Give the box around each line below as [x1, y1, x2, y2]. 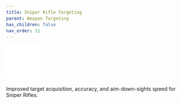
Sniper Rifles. [6, 92, 38, 99]
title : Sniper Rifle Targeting [6, 9, 82, 15]
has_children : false [6, 21, 57, 27]
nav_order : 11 [6, 28, 41, 34]
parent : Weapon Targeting [6, 15, 69, 21]
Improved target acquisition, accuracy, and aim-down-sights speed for [6, 85, 176, 92]
